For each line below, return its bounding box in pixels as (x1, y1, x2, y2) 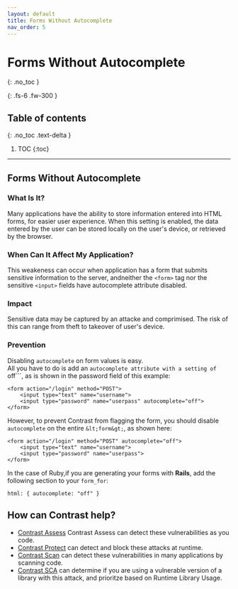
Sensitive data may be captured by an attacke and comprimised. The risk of (7, 315, 229, 323)
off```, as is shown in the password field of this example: (7, 371, 171, 380)
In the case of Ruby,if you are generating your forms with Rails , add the (7, 468, 216, 477)
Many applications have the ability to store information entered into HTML (7, 209, 222, 217)
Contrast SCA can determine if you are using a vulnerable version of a (17, 566, 222, 574)
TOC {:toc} (17, 145, 50, 153)
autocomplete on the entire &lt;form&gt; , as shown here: (7, 423, 172, 432)
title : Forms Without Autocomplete (7, 17, 113, 24)
